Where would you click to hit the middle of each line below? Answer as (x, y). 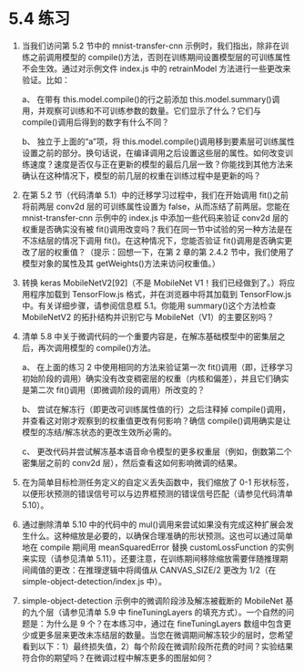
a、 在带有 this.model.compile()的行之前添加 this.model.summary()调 (151, 99)
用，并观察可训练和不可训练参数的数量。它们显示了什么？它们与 (141, 110)
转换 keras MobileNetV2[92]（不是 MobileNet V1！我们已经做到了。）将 (154, 283)
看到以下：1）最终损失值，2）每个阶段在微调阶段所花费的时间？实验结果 (157, 646)
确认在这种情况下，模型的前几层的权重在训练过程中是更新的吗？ (141, 175)
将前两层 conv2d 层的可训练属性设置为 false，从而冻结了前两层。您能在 (156, 206)
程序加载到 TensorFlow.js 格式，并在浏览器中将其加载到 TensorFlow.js (161, 294)
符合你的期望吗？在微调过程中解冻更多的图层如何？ (117, 657)
